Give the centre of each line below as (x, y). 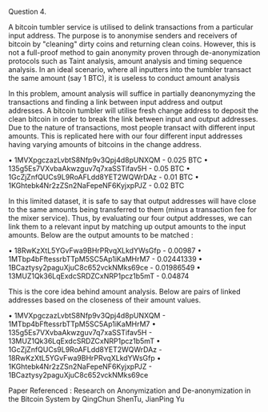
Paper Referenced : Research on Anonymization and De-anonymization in (130, 390)
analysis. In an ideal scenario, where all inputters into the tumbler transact (130, 70)
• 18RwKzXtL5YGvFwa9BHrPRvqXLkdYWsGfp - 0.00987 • (105, 250)
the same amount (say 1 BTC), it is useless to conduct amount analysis (124, 78)
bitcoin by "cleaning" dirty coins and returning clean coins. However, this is (132, 44)
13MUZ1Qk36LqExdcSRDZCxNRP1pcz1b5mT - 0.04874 (99, 276)
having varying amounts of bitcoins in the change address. (105, 144)
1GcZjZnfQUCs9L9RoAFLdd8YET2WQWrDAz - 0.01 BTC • (104, 177)
